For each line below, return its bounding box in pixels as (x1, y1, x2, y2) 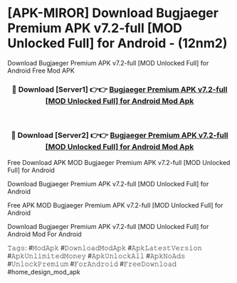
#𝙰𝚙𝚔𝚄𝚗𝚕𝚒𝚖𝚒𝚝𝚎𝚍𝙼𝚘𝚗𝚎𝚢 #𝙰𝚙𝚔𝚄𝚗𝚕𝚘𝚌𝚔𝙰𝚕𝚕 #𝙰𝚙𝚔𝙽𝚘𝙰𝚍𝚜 (7, 251, 186, 260)
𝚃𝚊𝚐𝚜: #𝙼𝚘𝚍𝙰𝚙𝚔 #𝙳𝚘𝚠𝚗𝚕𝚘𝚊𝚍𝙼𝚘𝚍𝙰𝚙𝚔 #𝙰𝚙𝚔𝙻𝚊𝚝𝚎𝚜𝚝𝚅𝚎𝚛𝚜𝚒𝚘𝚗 (7, 243, 203, 252)
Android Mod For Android (7, 230, 82, 238)
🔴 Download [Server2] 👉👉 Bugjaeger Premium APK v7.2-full (11, 130, 228, 140)
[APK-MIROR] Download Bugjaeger (7, 5, 219, 21)
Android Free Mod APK (7, 66, 75, 75)
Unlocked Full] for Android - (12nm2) (7, 36, 228, 51)
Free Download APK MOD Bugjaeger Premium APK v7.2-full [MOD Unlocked (7, 158, 231, 166)
